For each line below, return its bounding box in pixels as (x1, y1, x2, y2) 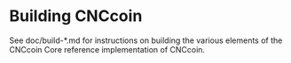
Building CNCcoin (9, 6, 143, 26)
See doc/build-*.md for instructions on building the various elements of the (9, 35, 283, 45)
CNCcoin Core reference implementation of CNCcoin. (9, 44, 206, 54)
